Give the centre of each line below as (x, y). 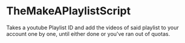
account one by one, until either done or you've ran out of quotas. (88, 33)
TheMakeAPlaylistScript (69, 11)
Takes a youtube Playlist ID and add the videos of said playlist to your (93, 27)
